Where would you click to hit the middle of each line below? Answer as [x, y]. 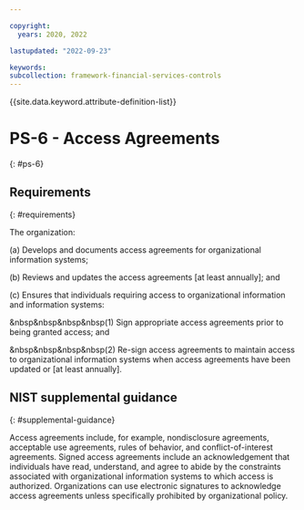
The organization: [42, 232]
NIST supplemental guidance [93, 398]
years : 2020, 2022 [53, 34]
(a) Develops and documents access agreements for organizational [136, 250]
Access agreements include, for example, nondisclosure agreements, [140, 437]
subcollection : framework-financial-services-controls [116, 76]
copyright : [30, 26]
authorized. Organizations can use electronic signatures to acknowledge [146, 485]
